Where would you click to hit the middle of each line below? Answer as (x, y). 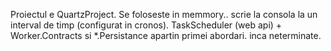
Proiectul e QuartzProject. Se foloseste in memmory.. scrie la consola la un (164, 14)
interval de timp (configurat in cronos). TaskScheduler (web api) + (146, 25)
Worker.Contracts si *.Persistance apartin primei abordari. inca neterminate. (166, 35)
